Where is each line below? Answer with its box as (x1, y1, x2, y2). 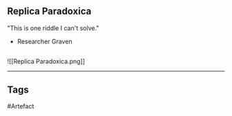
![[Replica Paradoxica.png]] (7, 57, 85, 66)
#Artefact (7, 102, 35, 110)
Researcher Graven (17, 37, 72, 46)
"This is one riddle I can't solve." (7, 23, 99, 32)
